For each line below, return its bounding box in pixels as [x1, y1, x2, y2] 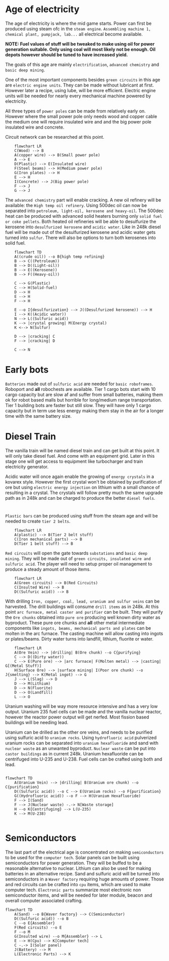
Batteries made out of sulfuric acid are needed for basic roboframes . [5, 381, 153, 387]
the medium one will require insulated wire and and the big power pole [5, 118, 151, 125]
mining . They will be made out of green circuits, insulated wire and [5, 555, 151, 562]
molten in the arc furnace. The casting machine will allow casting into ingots [5, 630, 163, 636]
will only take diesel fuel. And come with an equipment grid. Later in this [5, 453, 155, 459]
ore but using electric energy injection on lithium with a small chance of [5, 484, 160, 490]
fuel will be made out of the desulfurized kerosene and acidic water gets [5, 229, 156, 235]
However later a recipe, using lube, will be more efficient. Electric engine [5, 87, 156, 93]
